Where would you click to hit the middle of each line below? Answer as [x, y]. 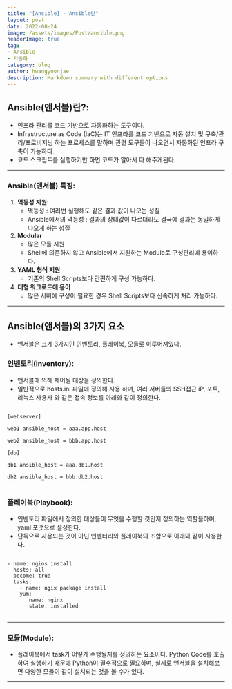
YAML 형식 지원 [39, 270]
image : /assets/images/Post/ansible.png [66, 33]
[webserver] [24, 416]
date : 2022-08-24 [32, 26]
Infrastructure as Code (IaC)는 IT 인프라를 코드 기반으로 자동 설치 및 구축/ [118, 134]
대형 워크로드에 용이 [44, 287]
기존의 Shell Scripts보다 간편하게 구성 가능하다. [91, 279]
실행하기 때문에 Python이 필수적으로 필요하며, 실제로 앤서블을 [113, 663]
